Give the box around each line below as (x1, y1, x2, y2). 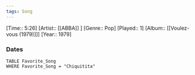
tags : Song (6, 8, 33, 15)
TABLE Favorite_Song (6, 58, 57, 64)
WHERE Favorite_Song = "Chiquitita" (6, 63, 95, 69)
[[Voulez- (166, 24, 190, 31)
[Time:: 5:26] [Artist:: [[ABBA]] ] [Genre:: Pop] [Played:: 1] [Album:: (6, 24, 166, 31)
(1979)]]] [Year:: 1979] (19, 30, 72, 38)
